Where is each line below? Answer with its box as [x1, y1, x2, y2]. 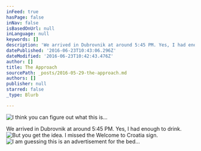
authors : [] [6, 75, 36, 81]
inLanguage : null [6, 31, 50, 37]
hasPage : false [6, 14, 44, 20]
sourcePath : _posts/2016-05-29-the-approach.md [6, 70, 127, 76]
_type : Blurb [6, 92, 39, 98]
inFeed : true [6, 8, 39, 15]
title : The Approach [6, 64, 58, 70]
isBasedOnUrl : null [6, 25, 55, 32]
